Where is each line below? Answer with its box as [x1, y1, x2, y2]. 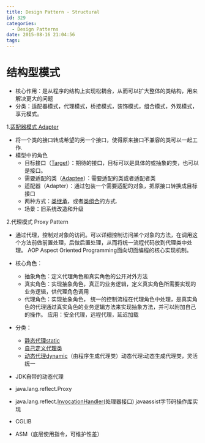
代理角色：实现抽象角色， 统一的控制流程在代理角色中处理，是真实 [24, 295, 193, 303]
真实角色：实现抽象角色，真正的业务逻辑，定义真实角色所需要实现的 [24, 280, 196, 287]
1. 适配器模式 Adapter [6, 123, 59, 131]
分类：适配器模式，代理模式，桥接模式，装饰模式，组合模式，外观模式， [15, 102, 198, 110]
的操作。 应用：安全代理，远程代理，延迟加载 [24, 311, 139, 318]
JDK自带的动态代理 [15, 373, 64, 380]
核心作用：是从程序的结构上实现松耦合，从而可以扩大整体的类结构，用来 [15, 87, 198, 94]
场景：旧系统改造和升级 [24, 205, 84, 212]
